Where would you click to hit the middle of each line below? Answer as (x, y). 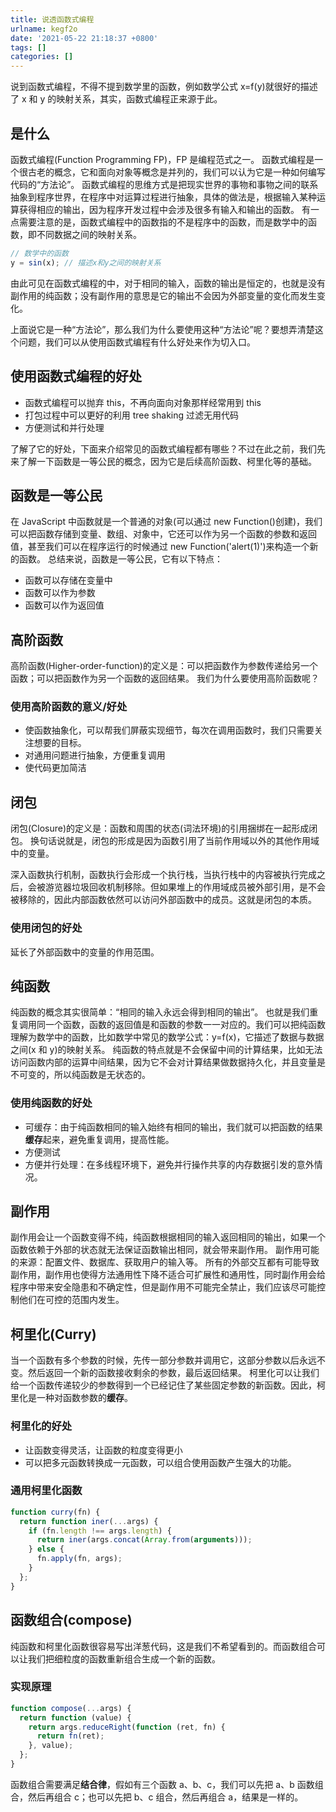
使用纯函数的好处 (51, 1103)
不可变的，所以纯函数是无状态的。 (80, 1075)
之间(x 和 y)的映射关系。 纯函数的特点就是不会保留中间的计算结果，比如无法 (166, 1050)
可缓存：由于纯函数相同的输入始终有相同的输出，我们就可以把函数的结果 (173, 1127)
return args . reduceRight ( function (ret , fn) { (127, 1727)
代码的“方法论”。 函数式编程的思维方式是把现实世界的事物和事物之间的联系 (164, 184)
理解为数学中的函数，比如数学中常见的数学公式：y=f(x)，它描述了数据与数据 (167, 1037)
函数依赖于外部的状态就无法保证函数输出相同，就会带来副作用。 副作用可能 (165, 1250)
